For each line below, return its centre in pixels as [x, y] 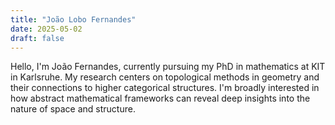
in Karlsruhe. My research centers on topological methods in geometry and [165, 77]
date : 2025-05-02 [46, 29]
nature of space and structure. [73, 109]
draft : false [37, 38]
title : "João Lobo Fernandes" [73, 19]
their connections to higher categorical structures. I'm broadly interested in [165, 88]
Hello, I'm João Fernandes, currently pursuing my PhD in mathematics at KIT [168, 67]
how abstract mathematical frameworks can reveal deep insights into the [160, 98]
